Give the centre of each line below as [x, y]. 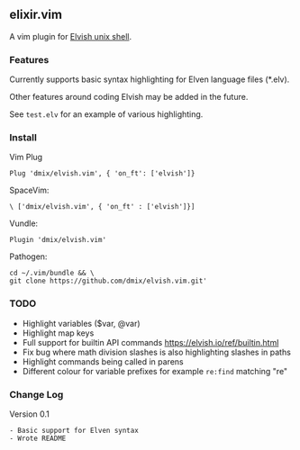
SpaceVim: [29, 190]
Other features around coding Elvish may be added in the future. [129, 97]
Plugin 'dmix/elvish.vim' [58, 240]
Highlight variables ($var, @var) [82, 323]
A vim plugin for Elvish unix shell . [71, 36]
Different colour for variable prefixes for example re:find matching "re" [155, 371]
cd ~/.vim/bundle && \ [52, 274]
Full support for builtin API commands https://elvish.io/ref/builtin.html [150, 342]
